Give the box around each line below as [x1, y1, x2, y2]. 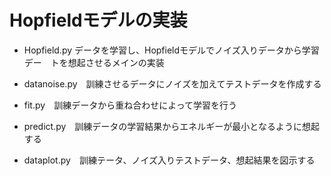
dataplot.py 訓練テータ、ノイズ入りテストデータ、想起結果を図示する [23, 154, 316, 166]
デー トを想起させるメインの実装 [23, 56, 165, 68]
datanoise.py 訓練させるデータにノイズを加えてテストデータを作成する [23, 77, 322, 90]
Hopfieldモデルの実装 [9, 9, 188, 32]
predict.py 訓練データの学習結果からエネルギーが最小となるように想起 [23, 120, 320, 132]
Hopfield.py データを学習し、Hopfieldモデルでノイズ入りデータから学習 [23, 44, 320, 56]
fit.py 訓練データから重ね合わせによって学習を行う [23, 99, 238, 111]
